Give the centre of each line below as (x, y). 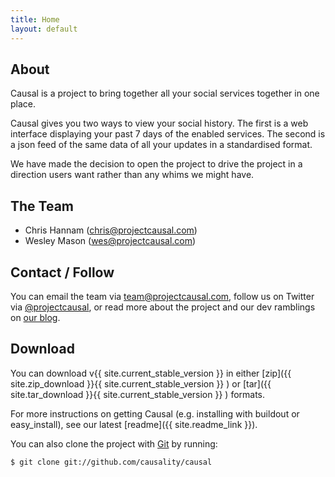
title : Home (35, 19)
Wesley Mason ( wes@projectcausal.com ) (110, 241)
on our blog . (35, 317)
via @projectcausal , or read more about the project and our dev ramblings (163, 307)
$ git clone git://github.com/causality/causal (111, 462)
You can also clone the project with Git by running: (114, 443)
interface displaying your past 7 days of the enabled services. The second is (168, 134)
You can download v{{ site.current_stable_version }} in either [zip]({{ (151, 373)
